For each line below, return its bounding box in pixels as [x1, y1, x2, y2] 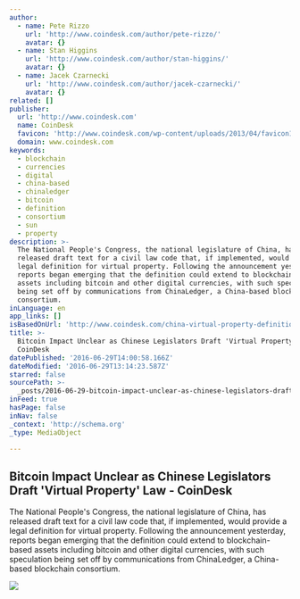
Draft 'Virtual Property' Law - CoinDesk [9, 483, 233, 498]
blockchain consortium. [34, 563, 121, 574]
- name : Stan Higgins [17, 46, 98, 55]
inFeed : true [9, 395, 58, 404]
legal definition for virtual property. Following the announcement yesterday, [9, 526, 287, 537]
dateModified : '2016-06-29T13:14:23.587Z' [9, 362, 170, 370]
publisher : [9, 104, 50, 113]
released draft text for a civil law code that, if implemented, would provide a [9, 516, 287, 527]
